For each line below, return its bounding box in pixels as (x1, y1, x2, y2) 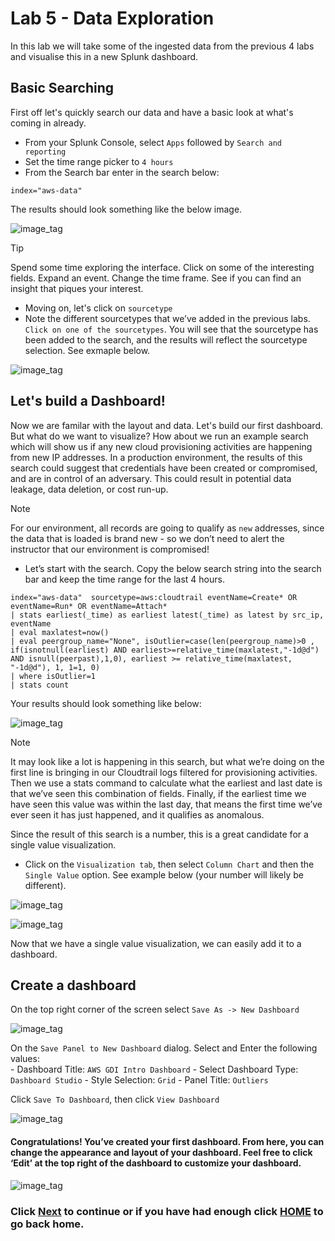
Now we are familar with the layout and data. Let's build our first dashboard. (10, 419, 323, 431)
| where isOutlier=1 (10, 671, 97, 681)
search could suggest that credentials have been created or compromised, (10, 462, 318, 474)
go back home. (10, 1217, 85, 1231)
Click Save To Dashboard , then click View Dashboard (10, 1093, 220, 1106)
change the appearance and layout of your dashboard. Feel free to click (10, 1146, 313, 1158)
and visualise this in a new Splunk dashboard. (10, 50, 199, 62)
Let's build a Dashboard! (10, 393, 166, 410)
